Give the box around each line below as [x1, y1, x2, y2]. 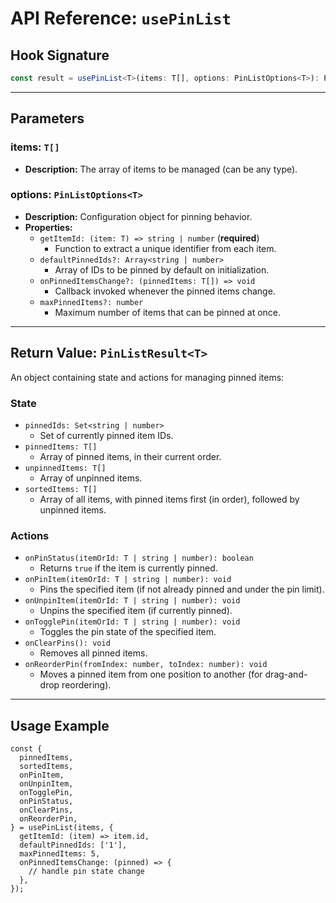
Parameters [10, 110, 85, 127]
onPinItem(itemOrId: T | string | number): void [24, 575, 232, 585]
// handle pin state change [28, 867, 145, 877]
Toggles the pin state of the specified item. [39, 626, 217, 638]
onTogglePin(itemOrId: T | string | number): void [24, 617, 241, 627]
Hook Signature [10, 47, 110, 64]
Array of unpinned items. [39, 472, 143, 484]
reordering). [61, 679, 112, 691]
